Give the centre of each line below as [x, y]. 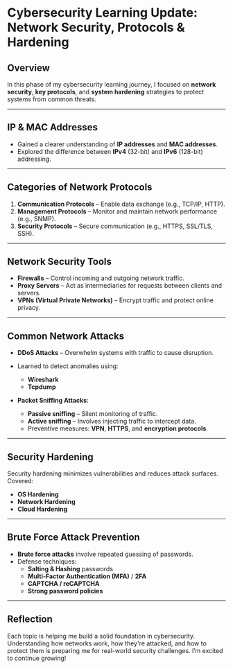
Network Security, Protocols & [96, 27]
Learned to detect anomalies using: [68, 366]
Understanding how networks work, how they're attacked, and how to [107, 643]
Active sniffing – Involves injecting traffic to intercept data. [112, 422]
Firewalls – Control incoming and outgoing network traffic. [101, 278]
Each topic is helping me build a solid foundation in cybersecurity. [101, 636]
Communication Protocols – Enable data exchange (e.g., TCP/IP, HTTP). [121, 204]
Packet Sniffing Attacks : [53, 401]
